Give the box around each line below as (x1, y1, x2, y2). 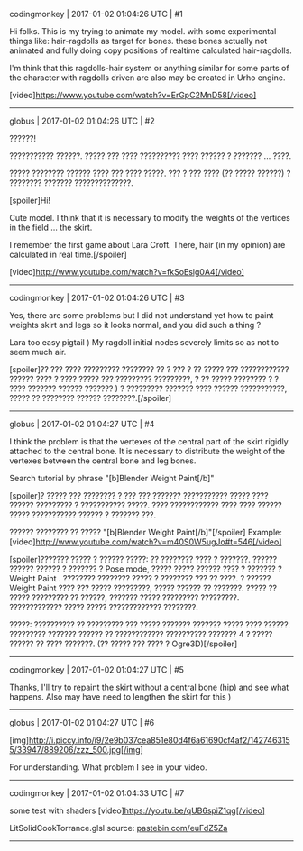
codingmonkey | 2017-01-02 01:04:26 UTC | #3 (9, 293, 185, 303)
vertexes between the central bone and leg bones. (9, 455, 197, 466)
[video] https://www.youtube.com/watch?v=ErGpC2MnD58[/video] (9, 90, 257, 100)
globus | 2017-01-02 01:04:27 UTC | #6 (9, 718, 155, 727)
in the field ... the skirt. (9, 222, 93, 233)
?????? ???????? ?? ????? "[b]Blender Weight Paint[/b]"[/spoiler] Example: (9, 527, 282, 537)
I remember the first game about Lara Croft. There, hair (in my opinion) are (9, 240, 286, 250)
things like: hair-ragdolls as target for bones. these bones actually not (9, 36, 268, 46)
